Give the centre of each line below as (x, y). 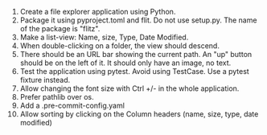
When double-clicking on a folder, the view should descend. (119, 46)
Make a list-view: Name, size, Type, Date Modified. (104, 37)
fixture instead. (45, 80)
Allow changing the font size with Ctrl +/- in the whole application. (129, 88)
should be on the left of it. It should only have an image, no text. (125, 63)
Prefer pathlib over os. (57, 97)
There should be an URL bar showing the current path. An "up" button (136, 54)
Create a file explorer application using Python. (98, 12)
